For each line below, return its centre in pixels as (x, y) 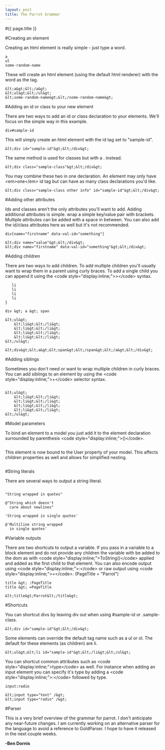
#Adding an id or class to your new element (49, 106)
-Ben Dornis (18, 743)
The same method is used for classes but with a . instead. (64, 158)
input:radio (17, 686)
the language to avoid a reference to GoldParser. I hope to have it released (81, 728)
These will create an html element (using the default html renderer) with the (82, 74)
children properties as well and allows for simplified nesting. (66, 457)
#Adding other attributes (30, 199)
